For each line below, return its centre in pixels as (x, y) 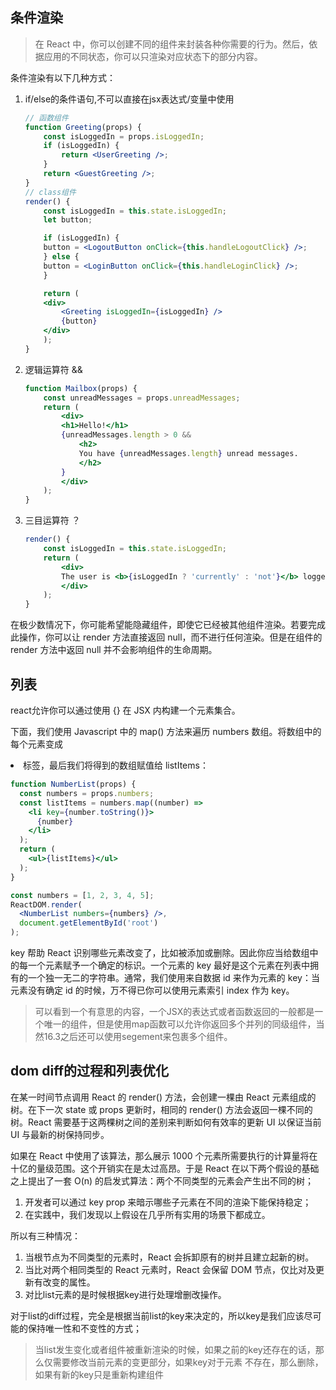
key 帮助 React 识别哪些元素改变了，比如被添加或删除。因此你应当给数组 (160, 952)
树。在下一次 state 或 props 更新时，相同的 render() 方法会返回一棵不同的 (161, 1109)
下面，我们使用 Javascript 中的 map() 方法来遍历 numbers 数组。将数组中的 (166, 731)
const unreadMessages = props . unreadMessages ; (142, 398)
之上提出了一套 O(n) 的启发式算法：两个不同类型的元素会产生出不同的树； (162, 1180)
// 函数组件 (46, 118)
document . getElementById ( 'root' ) (89, 923)
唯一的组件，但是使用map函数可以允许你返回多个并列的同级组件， (180, 1024)
